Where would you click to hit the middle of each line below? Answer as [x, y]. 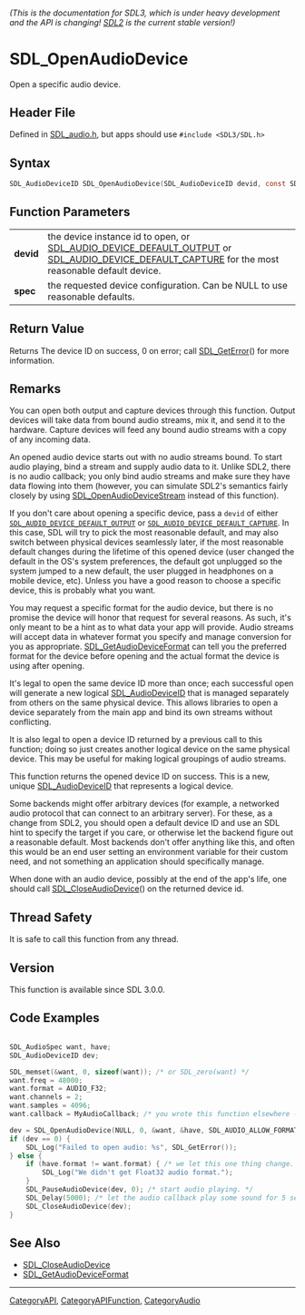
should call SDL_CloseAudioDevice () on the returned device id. [127, 888]
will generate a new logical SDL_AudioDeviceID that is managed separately [149, 693]
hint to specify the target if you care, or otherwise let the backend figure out [151, 833]
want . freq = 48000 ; [46, 1080]
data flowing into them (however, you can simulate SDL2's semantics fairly [149, 486]
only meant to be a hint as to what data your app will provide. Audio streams [152, 627]
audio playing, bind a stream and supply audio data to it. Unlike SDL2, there [150, 466]
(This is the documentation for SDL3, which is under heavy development [145, 13]
